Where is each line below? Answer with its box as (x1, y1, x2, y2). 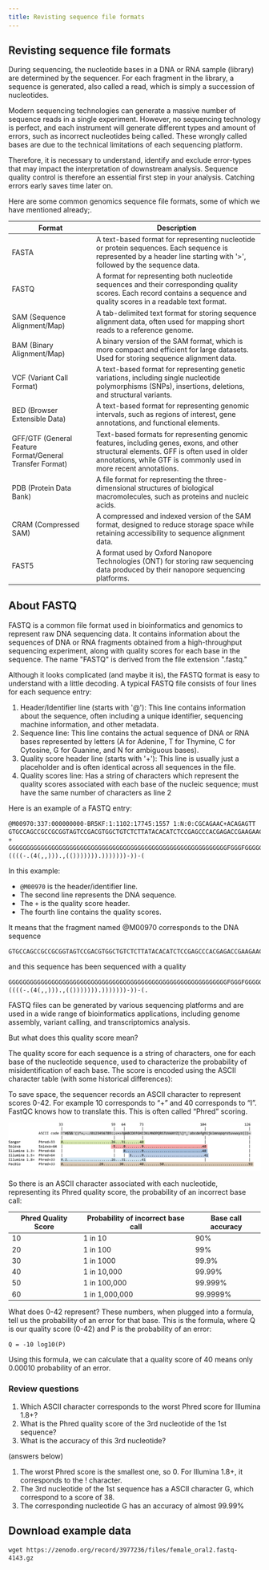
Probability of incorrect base (86, 1213, 186, 1223)
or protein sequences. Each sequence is (95, 243, 228, 253)
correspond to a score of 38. (19, 1492, 115, 1502)
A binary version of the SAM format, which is (95, 336, 243, 346)
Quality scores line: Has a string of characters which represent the (19, 771, 239, 780)
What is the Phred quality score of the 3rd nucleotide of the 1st (19, 1418, 227, 1428)
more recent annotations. (95, 463, 179, 473)
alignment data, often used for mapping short (95, 317, 246, 326)
